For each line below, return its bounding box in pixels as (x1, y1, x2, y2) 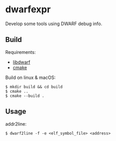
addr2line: (5, 120, 27, 127)
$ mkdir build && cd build (5, 84, 63, 89)
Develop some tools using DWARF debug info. (5, 21, 102, 27)
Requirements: (5, 49, 36, 55)
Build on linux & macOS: (5, 74, 56, 80)
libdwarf (12, 59, 31, 65)
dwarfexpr (5, 4, 51, 15)
